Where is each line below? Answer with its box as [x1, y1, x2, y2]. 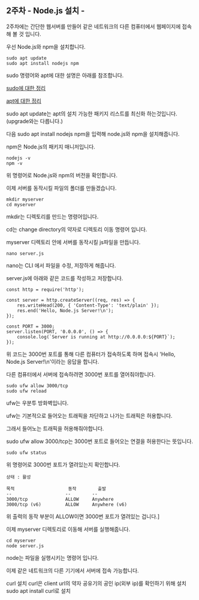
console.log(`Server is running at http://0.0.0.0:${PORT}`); [17, 334, 176, 340]
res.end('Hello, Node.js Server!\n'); [17, 307, 114, 314]
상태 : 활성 [6, 474, 31, 480]
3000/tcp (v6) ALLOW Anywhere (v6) [6, 501, 128, 507]
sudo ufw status [6, 450, 47, 456]
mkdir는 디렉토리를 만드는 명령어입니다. [6, 213, 99, 220]
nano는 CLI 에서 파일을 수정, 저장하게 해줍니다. [6, 262, 116, 269]
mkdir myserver [6, 196, 44, 203]
